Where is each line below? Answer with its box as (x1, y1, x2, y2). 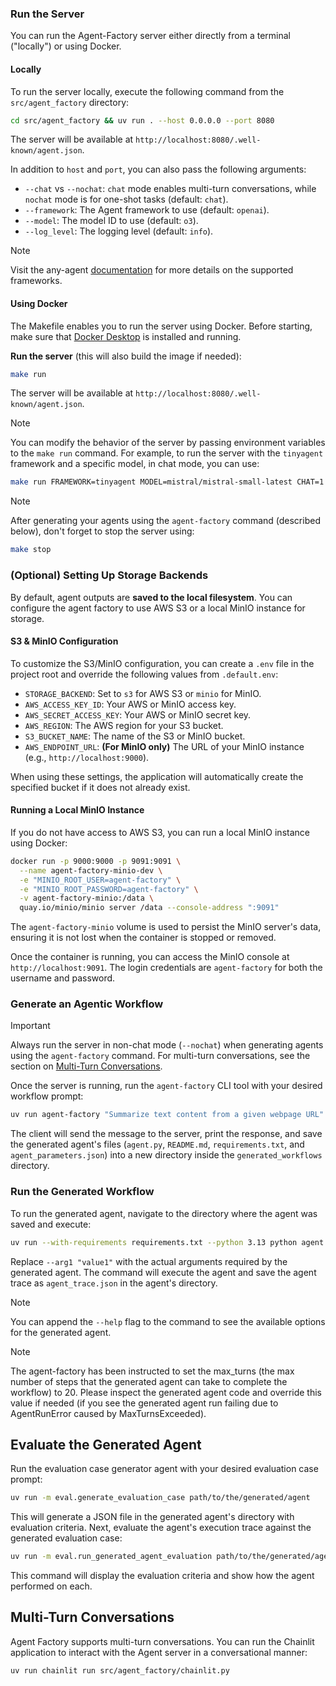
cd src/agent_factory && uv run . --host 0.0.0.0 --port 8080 (10, 115, 275, 126)
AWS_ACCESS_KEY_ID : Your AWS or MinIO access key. (24, 698, 237, 710)
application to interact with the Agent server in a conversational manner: (10, 1646, 308, 1658)
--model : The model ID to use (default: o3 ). (24, 215, 199, 227)
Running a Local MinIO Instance (10, 804, 145, 816)
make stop (10, 545, 52, 555)
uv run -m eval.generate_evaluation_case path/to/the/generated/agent (10, 1493, 311, 1503)
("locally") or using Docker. (10, 40, 122, 52)
